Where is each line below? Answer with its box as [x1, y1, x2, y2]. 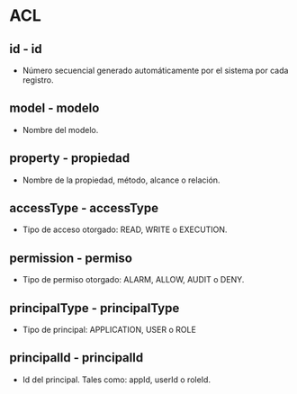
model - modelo [9, 101, 100, 116]
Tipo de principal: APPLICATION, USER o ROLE [22, 325, 196, 336]
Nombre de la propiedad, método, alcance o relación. [22, 175, 220, 185]
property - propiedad [9, 150, 130, 166]
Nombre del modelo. [22, 124, 99, 135]
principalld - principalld [9, 350, 144, 365]
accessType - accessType [9, 201, 159, 216]
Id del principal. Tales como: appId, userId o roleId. [22, 374, 211, 385]
